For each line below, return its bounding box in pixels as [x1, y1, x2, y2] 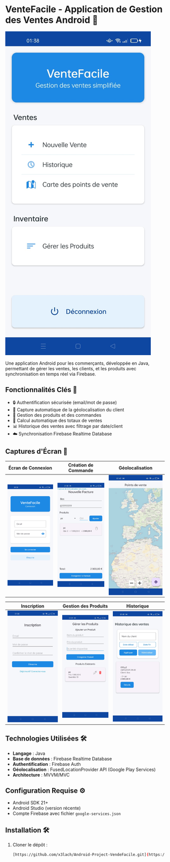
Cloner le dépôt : [12, 842, 48, 848]
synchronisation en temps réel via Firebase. [5, 371, 96, 377]
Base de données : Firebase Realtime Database [12, 755, 112, 762]
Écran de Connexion [8, 464, 52, 471]
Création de [68, 462, 94, 468]
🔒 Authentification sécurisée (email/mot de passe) [12, 399, 117, 405]
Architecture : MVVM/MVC [12, 771, 70, 778]
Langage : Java [12, 750, 46, 756]
